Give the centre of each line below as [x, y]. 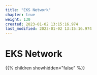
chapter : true [20, 15]
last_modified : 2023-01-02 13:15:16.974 [49, 29]
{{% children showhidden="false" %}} [45, 68]
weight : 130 [18, 19]
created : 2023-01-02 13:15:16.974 [42, 24]
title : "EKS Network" [28, 10]
